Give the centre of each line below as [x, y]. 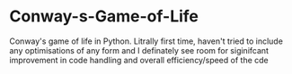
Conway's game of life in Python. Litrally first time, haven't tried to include [146, 41]
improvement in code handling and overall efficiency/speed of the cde [139, 60]
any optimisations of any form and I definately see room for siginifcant [139, 50]
